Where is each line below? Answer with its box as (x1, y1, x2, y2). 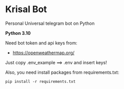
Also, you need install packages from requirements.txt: (5, 69, 119, 75)
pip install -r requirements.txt (5, 79, 76, 84)
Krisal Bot (5, 4, 47, 15)
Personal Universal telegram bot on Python (5, 20, 95, 26)
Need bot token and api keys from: (5, 39, 77, 46)
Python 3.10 (5, 30, 31, 36)
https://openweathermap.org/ (12, 50, 75, 56)
